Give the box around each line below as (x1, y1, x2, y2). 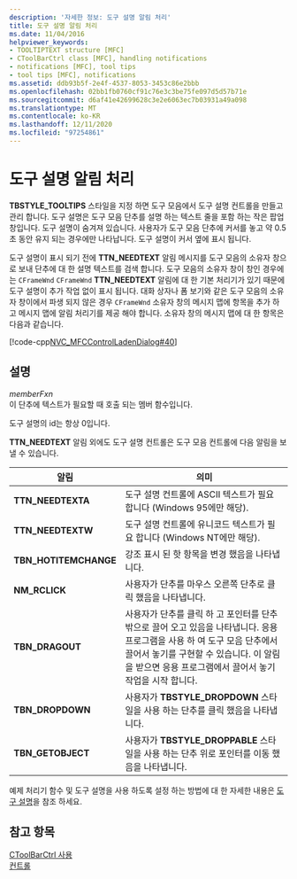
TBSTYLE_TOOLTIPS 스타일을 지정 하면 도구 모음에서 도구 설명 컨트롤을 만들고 (9, 200, 284, 211)
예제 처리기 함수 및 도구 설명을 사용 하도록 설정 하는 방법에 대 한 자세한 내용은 (9, 785, 276, 796)
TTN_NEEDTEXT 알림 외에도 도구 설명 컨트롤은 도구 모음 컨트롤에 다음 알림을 (9, 436, 278, 447)
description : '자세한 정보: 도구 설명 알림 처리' (9, 12, 171, 22)
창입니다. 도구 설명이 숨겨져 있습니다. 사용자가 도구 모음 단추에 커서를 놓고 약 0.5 (9, 222, 286, 233)
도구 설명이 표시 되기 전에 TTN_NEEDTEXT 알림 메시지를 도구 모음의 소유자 (9, 252, 271, 262)
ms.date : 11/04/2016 (9, 29, 86, 38)
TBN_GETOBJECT (13, 746, 90, 758)
